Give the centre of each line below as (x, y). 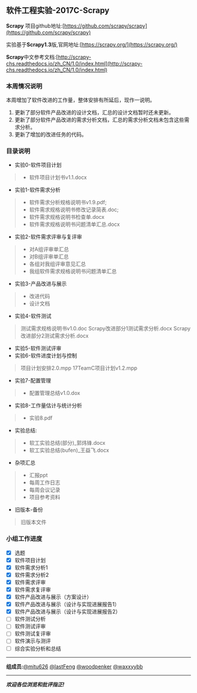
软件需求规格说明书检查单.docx (67, 217)
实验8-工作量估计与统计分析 (48, 405)
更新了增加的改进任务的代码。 (50, 134)
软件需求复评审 (33, 590)
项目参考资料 (45, 497)
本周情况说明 (24, 86)
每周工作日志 (45, 482)
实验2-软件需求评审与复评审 (48, 237)
